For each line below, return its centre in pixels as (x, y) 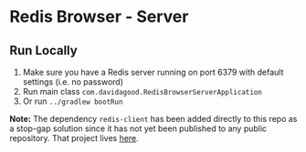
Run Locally (43, 51)
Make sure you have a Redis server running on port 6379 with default (153, 72)
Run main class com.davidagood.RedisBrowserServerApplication (142, 91)
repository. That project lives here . (74, 138)
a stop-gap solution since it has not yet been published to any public (138, 128)
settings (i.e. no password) (73, 82)
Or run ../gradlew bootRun (73, 101)
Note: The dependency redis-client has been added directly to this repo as (153, 119)
